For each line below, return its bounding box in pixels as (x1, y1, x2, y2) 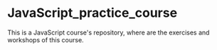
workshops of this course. (7, 35, 84, 44)
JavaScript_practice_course (7, 5, 178, 21)
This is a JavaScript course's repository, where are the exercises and (7, 28, 210, 37)
